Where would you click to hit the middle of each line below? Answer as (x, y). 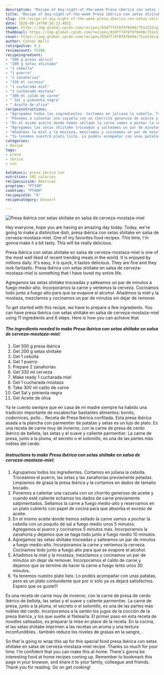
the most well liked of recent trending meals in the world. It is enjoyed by (78, 257)
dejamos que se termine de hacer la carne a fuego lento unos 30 (78, 565)
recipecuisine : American (31, 182)
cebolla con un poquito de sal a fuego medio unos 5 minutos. (74, 524)
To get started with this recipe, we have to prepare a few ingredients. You (79, 307)
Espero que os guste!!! (35, 586)
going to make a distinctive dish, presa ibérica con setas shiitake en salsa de (82, 232)
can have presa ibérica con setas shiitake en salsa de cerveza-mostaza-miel (82, 312)
